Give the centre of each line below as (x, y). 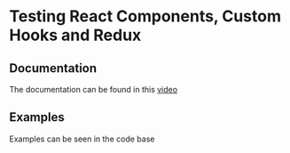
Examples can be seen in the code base (82, 139)
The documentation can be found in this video (94, 89)
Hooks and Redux (75, 35)
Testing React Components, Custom (145, 16)
